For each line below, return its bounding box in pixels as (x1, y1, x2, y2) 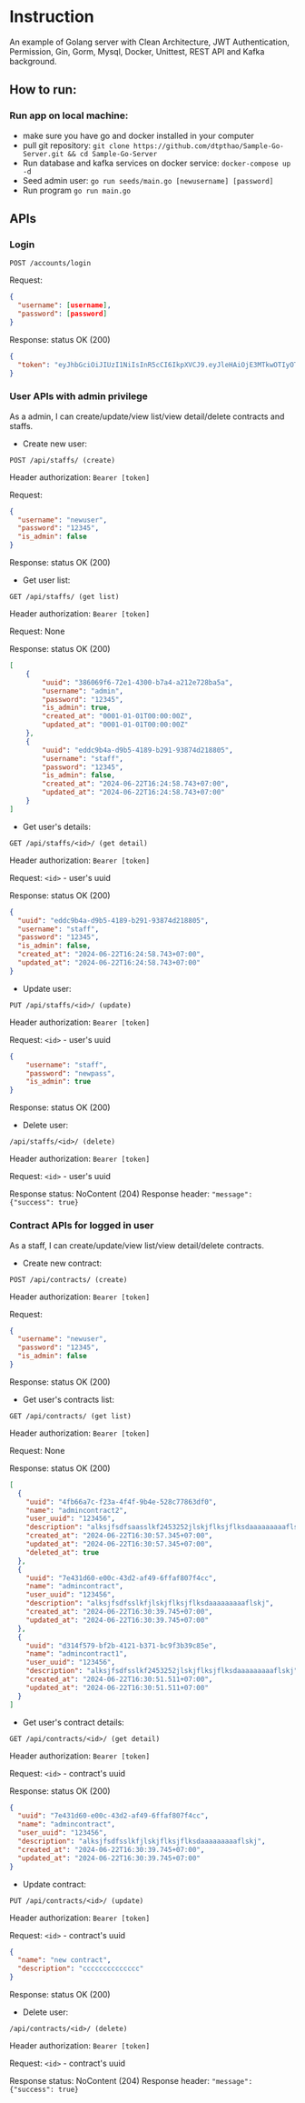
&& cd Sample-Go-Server (67, 149, 158, 158)
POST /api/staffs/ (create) (9, 456, 116, 465)
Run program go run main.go (22, 185, 132, 195)
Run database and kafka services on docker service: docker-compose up (22, 157, 291, 168)
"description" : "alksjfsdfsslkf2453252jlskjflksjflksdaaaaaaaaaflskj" (25, 1667, 299, 1676)
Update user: (22, 983, 72, 994)
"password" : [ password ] (17, 309, 107, 319)
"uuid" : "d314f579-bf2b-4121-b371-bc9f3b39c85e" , (25, 1641, 218, 1650)
